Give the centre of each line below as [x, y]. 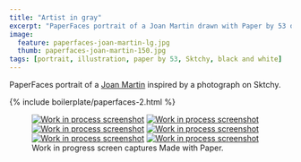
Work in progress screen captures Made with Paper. [128, 148]
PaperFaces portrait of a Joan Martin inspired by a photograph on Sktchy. [145, 85]
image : [21, 34]
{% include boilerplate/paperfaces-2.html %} [93, 102]
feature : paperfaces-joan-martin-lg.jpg [94, 43]
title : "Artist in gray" [56, 17]
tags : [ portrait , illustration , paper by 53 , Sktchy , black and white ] [146, 59]
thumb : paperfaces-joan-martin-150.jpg [92, 51]
